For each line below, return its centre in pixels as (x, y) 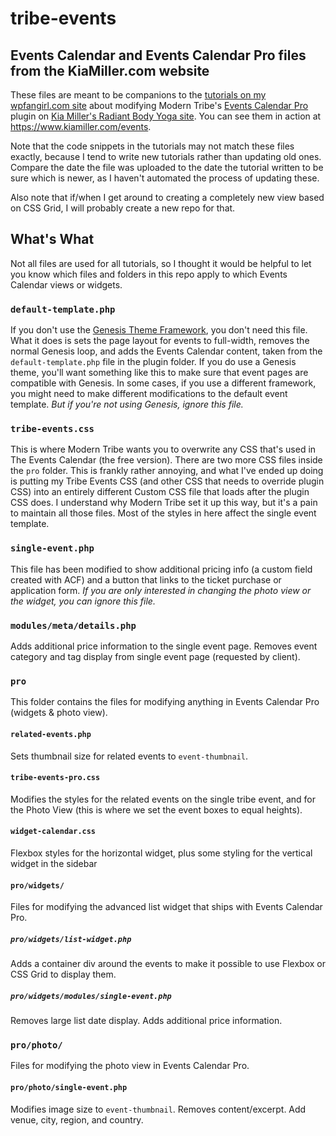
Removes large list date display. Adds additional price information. (146, 1021)
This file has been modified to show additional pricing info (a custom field (161, 569)
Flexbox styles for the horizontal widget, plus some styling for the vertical (161, 853)
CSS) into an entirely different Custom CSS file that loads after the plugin (160, 492)
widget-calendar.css (53, 832)
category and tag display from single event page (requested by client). (155, 656)
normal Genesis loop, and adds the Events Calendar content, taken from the (166, 351)
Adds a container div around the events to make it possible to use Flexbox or (168, 964)
